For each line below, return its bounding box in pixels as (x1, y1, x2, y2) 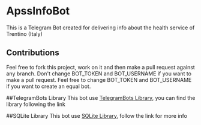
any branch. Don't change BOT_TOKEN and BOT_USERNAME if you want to (6, 70, 192, 77)
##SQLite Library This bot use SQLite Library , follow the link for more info (6, 112, 188, 119)
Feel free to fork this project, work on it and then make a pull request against (6, 63, 195, 71)
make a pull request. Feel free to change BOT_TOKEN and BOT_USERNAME (6, 76, 192, 83)
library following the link (6, 100, 66, 108)
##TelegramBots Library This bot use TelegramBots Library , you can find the (6, 94, 196, 101)
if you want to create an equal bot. (6, 83, 91, 90)
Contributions (6, 48, 59, 58)
